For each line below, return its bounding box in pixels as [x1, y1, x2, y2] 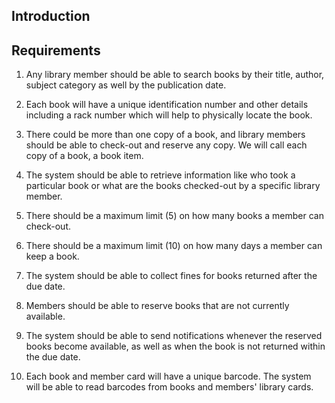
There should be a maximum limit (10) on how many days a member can [25, 240, 323, 252]
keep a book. [25, 250, 80, 263]
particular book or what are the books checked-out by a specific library [25, 180, 321, 192]
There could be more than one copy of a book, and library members [25, 129, 306, 141]
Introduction [11, 8, 91, 25]
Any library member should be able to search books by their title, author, [25, 69, 325, 81]
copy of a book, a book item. [25, 150, 144, 162]
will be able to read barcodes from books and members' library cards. [25, 381, 314, 393]
